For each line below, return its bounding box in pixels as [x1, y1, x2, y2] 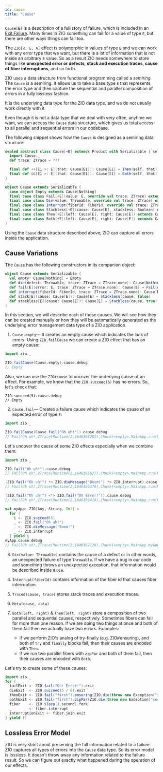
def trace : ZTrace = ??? [9, 158, 60, 163]
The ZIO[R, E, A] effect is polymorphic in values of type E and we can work [5, 45, 157, 51]
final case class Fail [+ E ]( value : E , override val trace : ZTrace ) [9, 193, 147, 199]
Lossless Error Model [5, 729, 70, 737]
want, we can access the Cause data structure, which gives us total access [5, 120, 154, 126]
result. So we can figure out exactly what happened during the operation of [5, 757, 156, 763]
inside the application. [5, 235, 49, 241]
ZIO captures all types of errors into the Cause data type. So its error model [5, 747, 154, 753]
